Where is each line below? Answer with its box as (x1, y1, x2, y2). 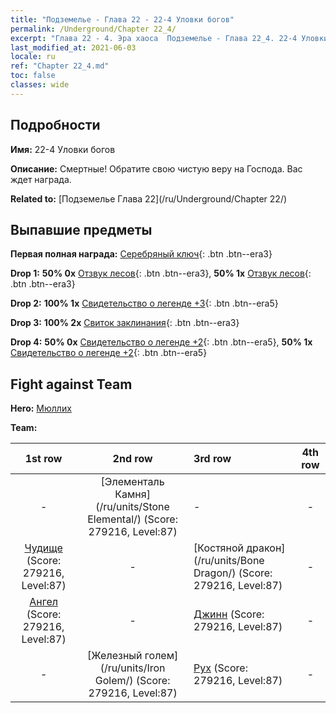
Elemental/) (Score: (87, 512, 178, 526)
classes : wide (10, 80, 70, 90)
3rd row (193, 452, 232, 466)
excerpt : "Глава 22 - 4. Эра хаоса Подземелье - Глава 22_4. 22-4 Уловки (10, 33, 329, 43)
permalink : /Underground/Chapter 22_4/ (10, 24, 177, 34)
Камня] (114, 487, 151, 501)
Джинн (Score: (193, 607, 265, 621)
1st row (24, 452, 63, 466)
